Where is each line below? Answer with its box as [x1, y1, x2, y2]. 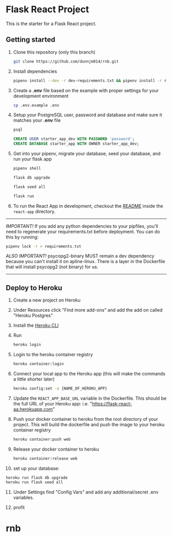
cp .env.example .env [13, 102, 59, 108]
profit [13, 504, 25, 510]
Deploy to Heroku [6, 283, 63, 292]
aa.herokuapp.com [13, 406, 53, 412]
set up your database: [13, 465, 60, 471]
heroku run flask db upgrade [6, 475, 68, 480]
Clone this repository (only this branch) [13, 49, 96, 55]
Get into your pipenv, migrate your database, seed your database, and [13, 151, 161, 157]
